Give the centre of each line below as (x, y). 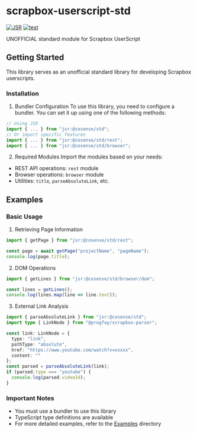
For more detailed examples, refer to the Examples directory (88, 424)
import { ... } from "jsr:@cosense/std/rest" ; (64, 140)
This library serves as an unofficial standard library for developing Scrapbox (98, 72)
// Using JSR (22, 124)
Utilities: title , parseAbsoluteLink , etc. (62, 181)
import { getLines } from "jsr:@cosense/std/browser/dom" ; (80, 279)
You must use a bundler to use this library (65, 411)
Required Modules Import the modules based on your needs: (89, 157)
